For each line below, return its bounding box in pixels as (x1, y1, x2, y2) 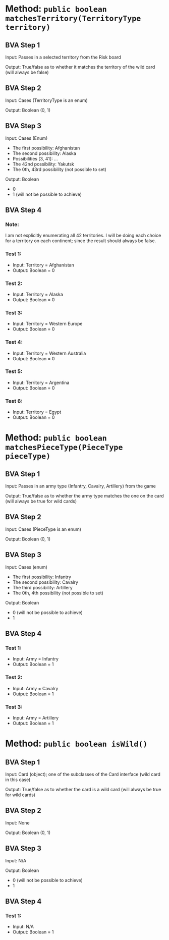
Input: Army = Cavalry (12, 685, 59, 691)
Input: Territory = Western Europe (12, 321, 83, 327)
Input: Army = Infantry (12, 656, 59, 662)
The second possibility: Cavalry (12, 579, 78, 585)
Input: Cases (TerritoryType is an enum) (5, 97, 88, 103)
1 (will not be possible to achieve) (12, 191, 82, 197)
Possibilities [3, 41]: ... (12, 155, 58, 161)
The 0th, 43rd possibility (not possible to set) (12, 166, 107, 172)
